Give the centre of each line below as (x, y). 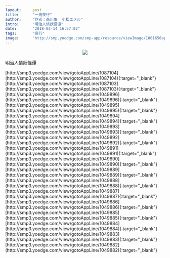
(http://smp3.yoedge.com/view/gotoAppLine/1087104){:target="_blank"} (81, 78)
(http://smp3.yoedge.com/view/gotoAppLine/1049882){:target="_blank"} (81, 250)
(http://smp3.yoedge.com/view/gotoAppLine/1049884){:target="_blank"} (81, 229)
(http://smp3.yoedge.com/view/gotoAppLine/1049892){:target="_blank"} (81, 143)
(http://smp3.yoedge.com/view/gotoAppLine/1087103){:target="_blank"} (81, 89)
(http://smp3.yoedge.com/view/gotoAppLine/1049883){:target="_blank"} (81, 239)
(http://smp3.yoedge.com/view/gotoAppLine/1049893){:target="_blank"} (81, 132)
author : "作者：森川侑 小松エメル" (44, 19)
